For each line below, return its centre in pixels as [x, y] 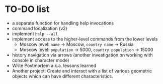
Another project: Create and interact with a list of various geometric [82, 70]
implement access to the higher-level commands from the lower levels [85, 39]
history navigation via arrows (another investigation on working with [82, 55]
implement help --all [35, 33]
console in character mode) [40, 60]
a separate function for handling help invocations [63, 23]
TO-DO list [27, 9]
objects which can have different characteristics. [63, 76]
